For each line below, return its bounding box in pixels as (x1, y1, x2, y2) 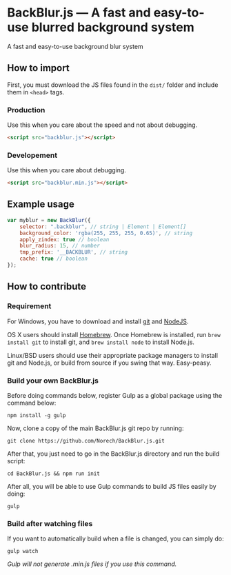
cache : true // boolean (19, 255, 88, 263)
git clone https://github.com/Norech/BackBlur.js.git (7, 437, 165, 444)
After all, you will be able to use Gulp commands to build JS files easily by (7, 482, 217, 490)
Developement (7, 150, 57, 160)
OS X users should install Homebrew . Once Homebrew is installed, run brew (7, 330, 221, 339)
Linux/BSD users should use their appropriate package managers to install (7, 351, 219, 359)
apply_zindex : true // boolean (19, 236, 110, 243)
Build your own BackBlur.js (7, 376, 99, 385)
